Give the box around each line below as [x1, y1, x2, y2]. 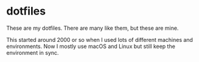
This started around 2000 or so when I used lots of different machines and [6, 36, 194, 43]
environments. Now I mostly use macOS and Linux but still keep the [6, 43, 175, 50]
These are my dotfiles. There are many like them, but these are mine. [6, 24, 179, 32]
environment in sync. [6, 49, 59, 56]
